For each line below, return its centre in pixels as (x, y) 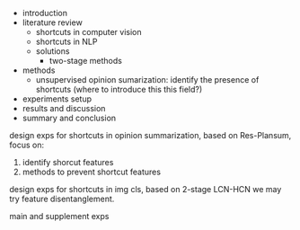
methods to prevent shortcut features (92, 172)
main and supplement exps (59, 216)
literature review (52, 22)
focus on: (27, 145)
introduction (44, 13)
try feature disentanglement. (62, 199)
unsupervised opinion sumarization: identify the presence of (147, 80)
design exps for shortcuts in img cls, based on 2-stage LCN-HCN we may (146, 189)
